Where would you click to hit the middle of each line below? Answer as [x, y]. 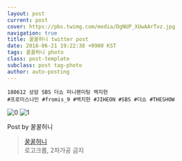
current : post [28, 20]
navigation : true [32, 33]
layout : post [26, 14]
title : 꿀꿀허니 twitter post [48, 40]
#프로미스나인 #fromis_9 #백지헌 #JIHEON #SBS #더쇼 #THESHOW [91, 99]
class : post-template [39, 59]
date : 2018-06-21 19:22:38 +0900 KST [62, 46]
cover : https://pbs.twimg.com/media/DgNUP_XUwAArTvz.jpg [91, 26]
